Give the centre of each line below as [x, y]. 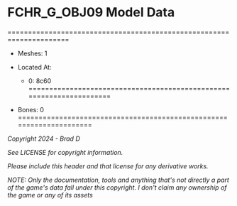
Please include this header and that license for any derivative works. [108, 166]
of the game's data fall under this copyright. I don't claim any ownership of [117, 187]
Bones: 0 [31, 109]
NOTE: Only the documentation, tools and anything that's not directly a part [118, 180]
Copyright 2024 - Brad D [44, 139]
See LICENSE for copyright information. [65, 152]
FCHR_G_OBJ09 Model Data [91, 12]
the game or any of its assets [50, 195]
